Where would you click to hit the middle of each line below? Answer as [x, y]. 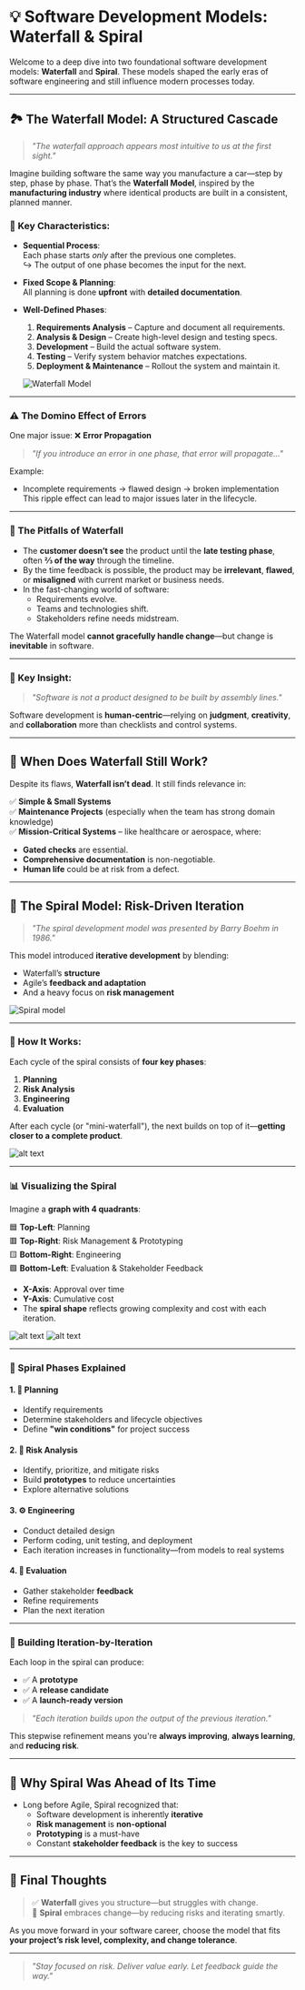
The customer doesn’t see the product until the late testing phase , [148, 550]
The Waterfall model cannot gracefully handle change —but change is [142, 636]
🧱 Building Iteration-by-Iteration [81, 1642]
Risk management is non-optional [101, 1824]
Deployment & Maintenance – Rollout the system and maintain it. [158, 367]
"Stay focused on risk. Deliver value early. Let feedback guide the [155, 1965]
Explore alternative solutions [76, 1490]
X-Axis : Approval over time [74, 1290]
